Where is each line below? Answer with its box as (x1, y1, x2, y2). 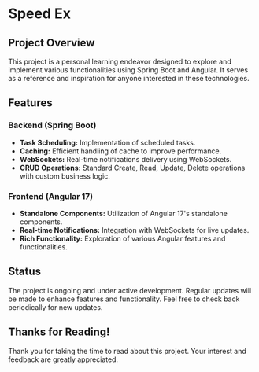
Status (8, 265, 42, 278)
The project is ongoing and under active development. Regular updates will (8, 285, 252, 295)
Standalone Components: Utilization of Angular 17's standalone (19, 208, 228, 218)
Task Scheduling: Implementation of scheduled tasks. (19, 138, 196, 147)
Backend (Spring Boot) (8, 120, 97, 131)
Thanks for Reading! (8, 326, 110, 339)
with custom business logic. (19, 171, 110, 181)
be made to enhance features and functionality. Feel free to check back (8, 294, 240, 304)
